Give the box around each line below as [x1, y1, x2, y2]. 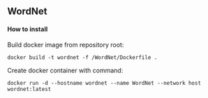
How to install [7, 24, 48, 33]
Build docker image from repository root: [7, 40, 124, 49]
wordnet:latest [7, 85, 52, 92]
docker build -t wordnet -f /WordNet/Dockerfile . [7, 54, 158, 61]
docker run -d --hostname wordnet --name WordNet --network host [7, 79, 201, 86]
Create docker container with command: [7, 66, 124, 74]
